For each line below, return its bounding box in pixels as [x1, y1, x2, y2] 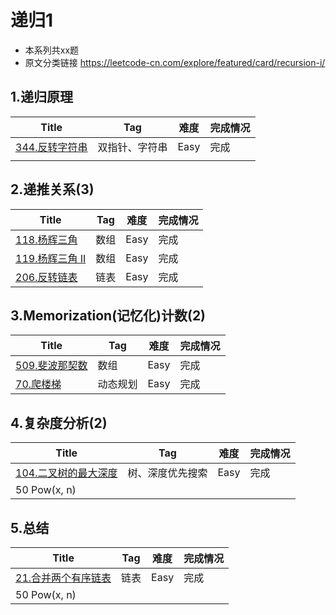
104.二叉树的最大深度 [15, 466, 118, 480]
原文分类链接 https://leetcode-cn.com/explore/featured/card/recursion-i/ [24, 56, 326, 68]
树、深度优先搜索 [127, 466, 208, 480]
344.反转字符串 [15, 140, 88, 154]
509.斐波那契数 [15, 359, 88, 373]
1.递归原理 [10, 89, 74, 106]
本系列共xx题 [24, 44, 80, 56]
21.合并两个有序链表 [15, 571, 112, 585]
